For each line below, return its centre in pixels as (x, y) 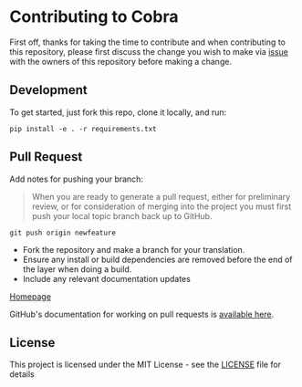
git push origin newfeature (63, 233)
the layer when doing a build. (77, 269)
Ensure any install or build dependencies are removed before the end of (158, 259)
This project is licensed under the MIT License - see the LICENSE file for (145, 365)
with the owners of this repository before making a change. (121, 61)
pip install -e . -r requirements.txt (83, 129)
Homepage (31, 296)
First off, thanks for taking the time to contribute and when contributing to (147, 42)
